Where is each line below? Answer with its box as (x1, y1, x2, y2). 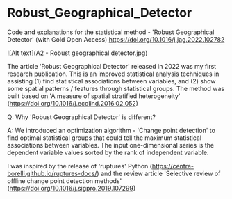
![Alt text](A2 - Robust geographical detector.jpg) (7, 49, 148, 57)
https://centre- (151, 161, 194, 170)
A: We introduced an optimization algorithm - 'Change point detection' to (7, 126, 215, 134)
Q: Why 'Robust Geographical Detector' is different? (7, 113, 156, 121)
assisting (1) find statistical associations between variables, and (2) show (7, 77, 216, 85)
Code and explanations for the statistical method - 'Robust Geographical (7, 28, 215, 36)
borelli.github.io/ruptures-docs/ (7, 169, 97, 177)
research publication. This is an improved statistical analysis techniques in (7, 70, 219, 78)
